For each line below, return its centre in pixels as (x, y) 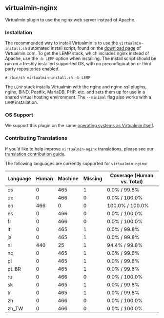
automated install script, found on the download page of (84, 48)
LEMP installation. (21, 102)
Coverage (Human (132, 175)
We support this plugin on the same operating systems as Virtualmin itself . (80, 126)
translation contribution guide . (35, 154)
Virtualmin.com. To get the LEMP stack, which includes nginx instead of (77, 54)
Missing (93, 178)
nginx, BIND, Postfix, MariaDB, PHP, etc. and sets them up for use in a (75, 92)
